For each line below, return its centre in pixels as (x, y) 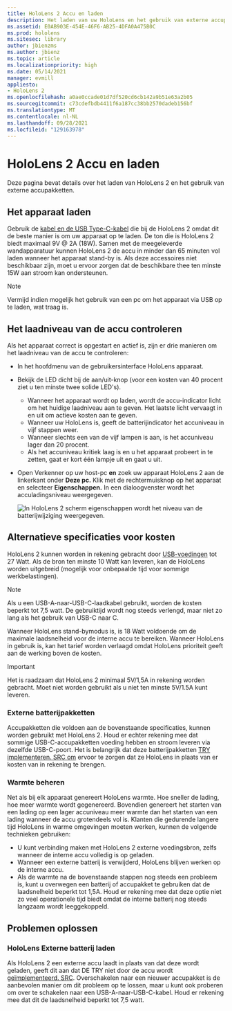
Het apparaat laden (49, 212)
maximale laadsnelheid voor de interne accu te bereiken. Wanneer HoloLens (116, 638)
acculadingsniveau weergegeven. (65, 494)
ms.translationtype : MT (41, 110)
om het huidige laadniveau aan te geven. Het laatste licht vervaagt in (125, 408)
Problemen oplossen (52, 928)
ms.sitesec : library (37, 39)
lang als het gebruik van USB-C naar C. (63, 618)
